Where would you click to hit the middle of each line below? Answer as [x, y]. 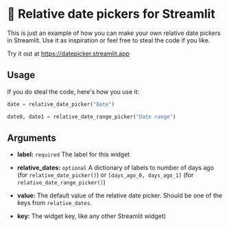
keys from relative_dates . [55, 203]
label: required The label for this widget [73, 154]
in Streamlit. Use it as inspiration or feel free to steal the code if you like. [109, 40]
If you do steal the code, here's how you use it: [73, 91]
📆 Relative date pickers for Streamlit [111, 14]
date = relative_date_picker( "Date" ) [61, 104]
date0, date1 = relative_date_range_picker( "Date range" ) [92, 117]
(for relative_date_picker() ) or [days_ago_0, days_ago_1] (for [105, 175]
